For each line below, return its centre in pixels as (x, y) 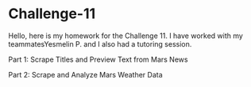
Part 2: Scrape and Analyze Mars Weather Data (85, 74)
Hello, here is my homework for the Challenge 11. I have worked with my (126, 36)
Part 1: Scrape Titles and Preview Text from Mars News (98, 59)
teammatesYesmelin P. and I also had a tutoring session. (100, 43)
